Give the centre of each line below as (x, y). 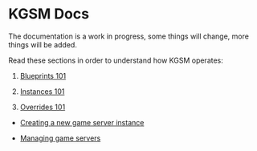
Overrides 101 (43, 107)
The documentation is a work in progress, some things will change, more (128, 36)
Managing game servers (60, 138)
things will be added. (43, 44)
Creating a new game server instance (82, 122)
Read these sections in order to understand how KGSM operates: (116, 60)
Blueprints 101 (43, 75)
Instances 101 (42, 91)
